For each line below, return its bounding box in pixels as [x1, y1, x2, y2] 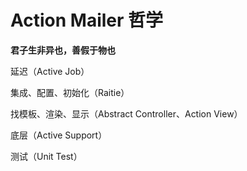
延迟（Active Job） [10, 65, 90, 77]
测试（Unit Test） [10, 150, 83, 162]
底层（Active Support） [10, 129, 108, 141]
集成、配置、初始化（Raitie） [10, 86, 130, 98]
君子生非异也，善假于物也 [10, 44, 116, 56]
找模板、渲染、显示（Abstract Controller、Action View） [10, 107, 243, 120]
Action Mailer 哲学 [10, 9, 164, 32]
